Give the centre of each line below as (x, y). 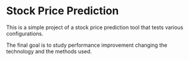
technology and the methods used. (49, 51)
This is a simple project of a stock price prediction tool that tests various (95, 27)
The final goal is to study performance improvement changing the (87, 45)
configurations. (25, 33)
